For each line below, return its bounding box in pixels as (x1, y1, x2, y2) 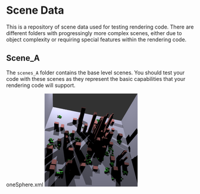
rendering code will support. (6, 82, 76, 89)
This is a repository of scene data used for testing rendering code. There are (6, 23, 194, 30)
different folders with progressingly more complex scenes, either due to (6, 29, 182, 36)
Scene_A (6, 53, 40, 63)
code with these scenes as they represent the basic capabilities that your (6, 75, 186, 82)
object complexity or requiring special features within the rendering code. (6, 36, 187, 43)
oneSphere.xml (6, 181, 43, 188)
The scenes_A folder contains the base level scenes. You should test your (6, 69, 185, 76)
